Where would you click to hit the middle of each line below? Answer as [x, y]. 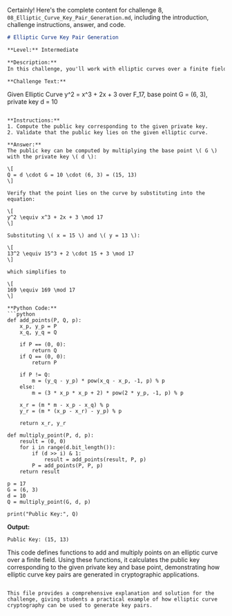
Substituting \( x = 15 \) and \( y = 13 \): [74, 236]
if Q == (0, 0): [43, 357]
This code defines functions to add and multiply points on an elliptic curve [113, 552]
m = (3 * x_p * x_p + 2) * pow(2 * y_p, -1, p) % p [108, 393]
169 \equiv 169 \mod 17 [41, 290]
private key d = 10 [32, 102]
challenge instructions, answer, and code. [67, 25]
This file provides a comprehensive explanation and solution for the [111, 594]
